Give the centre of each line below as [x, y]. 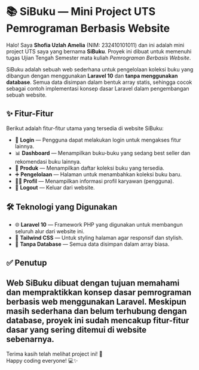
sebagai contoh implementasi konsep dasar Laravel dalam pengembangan [98, 88]
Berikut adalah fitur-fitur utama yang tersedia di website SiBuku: [85, 128]
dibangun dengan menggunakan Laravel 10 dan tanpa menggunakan [92, 76]
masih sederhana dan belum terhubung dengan [97, 312]
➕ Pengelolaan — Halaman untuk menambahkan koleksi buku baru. [98, 174]
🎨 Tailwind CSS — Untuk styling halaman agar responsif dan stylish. [99, 237]
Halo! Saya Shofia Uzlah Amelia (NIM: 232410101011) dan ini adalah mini [95, 45]
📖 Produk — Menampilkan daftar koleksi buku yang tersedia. [89, 168]
